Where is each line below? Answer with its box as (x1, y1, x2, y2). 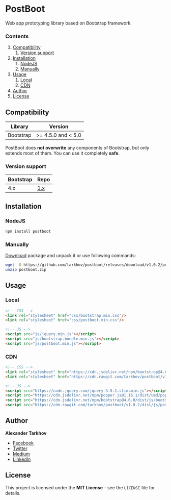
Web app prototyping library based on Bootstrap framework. (5, 20, 132, 26)
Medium (12, 451, 31, 457)
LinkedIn (12, 456, 31, 462)
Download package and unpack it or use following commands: (5, 253, 136, 259)
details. (5, 490, 21, 496)
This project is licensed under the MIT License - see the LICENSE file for (5, 484, 155, 490)
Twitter (12, 445, 28, 452)
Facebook (12, 440, 34, 446)
